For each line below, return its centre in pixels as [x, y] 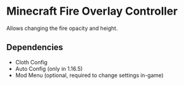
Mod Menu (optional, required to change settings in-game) [89, 75]
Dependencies [35, 47]
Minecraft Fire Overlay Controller [92, 11]
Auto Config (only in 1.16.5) [49, 68]
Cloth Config [31, 62]
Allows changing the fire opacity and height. [62, 28]
